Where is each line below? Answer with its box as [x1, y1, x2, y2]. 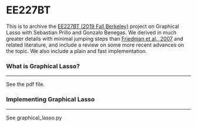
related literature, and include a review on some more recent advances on [6, 41, 185, 48]
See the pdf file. [6, 81, 45, 88]
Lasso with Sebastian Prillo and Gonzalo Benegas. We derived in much [6, 29, 177, 36]
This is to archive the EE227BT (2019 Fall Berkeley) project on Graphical [6, 23, 179, 30]
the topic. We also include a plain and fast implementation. [6, 47, 148, 54]
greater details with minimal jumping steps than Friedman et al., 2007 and [6, 35, 184, 42]
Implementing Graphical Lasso [6, 96, 95, 104]
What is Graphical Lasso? [6, 62, 80, 70]
